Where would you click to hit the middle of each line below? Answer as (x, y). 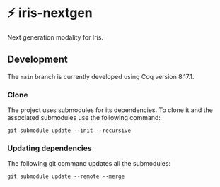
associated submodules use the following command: (84, 118)
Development (38, 60)
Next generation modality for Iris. (56, 37)
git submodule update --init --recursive (69, 131)
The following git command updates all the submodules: (89, 164)
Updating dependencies (50, 148)
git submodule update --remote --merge (66, 176)
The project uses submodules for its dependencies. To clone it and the (110, 110)
